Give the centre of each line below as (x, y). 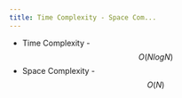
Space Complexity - (59, 70)
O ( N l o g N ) (156, 57)
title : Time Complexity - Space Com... (83, 17)
